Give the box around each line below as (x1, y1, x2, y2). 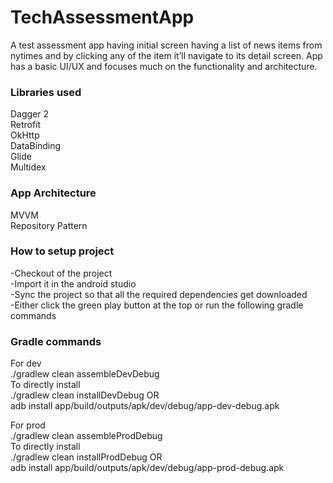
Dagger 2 (10, 108, 50, 120)
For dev (10, 357, 42, 370)
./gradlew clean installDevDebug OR (10, 389, 160, 401)
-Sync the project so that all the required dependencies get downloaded (10, 288, 308, 300)
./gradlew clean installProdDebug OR (10, 451, 163, 463)
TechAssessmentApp (10, 6, 195, 29)
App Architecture (10, 186, 97, 200)
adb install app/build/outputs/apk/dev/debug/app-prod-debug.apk (10, 462, 285, 474)
